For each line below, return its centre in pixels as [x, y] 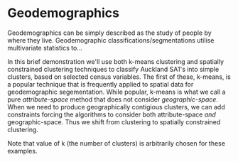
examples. [22, 151]
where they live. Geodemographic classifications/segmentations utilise [111, 40]
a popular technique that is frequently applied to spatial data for [101, 84]
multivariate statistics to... [45, 48]
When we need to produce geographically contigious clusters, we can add [116, 107]
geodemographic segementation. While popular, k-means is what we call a [117, 92]
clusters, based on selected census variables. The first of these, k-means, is [119, 77]
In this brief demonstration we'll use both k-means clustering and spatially [116, 61]
